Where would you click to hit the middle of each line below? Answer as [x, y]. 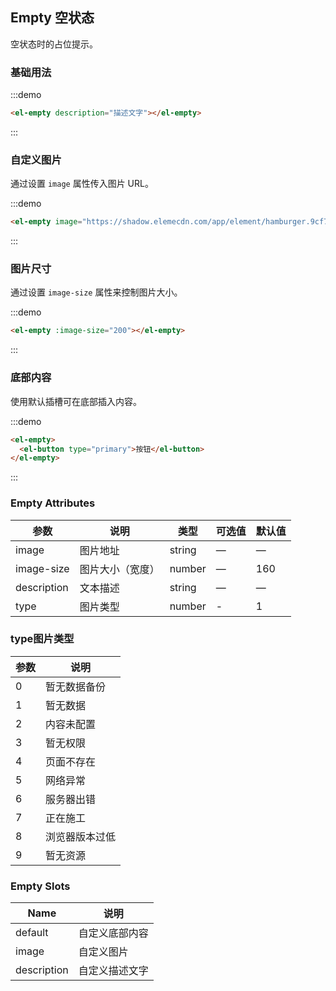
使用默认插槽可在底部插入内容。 [76, 401]
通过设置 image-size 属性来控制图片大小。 [96, 292]
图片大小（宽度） [119, 569]
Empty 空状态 [52, 18]
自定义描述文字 [113, 971]
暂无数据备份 [76, 686]
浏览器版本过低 [81, 836]
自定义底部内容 [113, 933]
